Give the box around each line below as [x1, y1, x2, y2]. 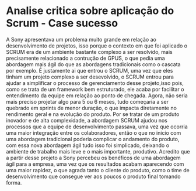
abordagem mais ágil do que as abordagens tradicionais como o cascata [6, 60, 181, 68]
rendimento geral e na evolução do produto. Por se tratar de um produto [6, 110, 180, 118]
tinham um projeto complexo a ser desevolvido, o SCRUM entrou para [6, 73, 174, 80]
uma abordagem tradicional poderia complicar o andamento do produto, [6, 135, 180, 142]
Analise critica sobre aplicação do [6, 4, 174, 18]
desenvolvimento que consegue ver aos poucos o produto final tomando [6, 173, 181, 180]
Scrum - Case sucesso [6, 16, 118, 30]
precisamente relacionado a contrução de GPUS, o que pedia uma [6, 54, 165, 62]
